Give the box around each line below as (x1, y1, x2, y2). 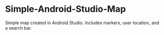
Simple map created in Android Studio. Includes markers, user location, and (5, 20, 160, 26)
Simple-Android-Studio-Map (5, 3, 126, 15)
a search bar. (5, 25, 32, 31)
